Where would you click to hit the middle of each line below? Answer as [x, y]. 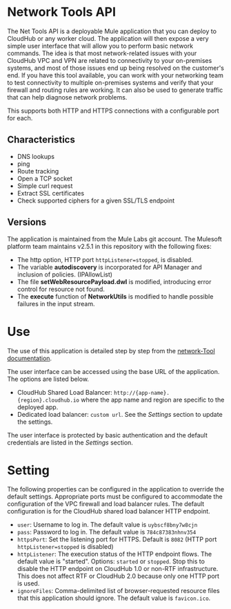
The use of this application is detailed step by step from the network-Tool [111, 350]
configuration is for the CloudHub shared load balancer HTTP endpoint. [109, 512]
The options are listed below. [48, 379]
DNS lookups [36, 156]
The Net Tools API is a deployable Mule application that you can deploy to [112, 31]
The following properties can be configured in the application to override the [116, 489]
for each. [20, 118]
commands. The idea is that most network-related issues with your [102, 53]
